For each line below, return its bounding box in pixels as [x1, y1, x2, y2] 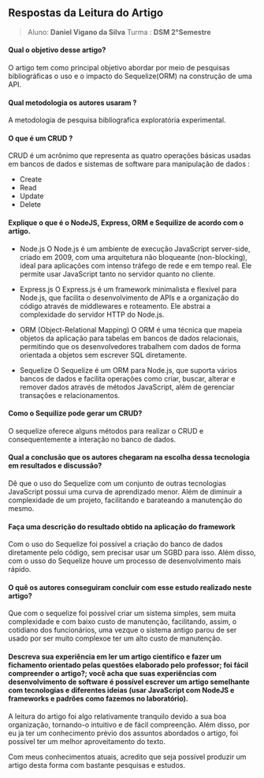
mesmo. [8, 504, 35, 513]
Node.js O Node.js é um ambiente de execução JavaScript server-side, [19, 244, 251, 254]
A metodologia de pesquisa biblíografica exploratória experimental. [8, 115, 226, 125]
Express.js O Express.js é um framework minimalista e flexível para [19, 284, 237, 294]
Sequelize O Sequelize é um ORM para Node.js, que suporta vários [19, 365, 238, 374]
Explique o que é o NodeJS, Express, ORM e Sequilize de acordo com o [8, 218, 244, 227]
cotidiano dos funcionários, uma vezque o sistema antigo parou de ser [8, 626, 237, 635]
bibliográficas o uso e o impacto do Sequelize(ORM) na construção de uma [8, 71, 252, 81]
